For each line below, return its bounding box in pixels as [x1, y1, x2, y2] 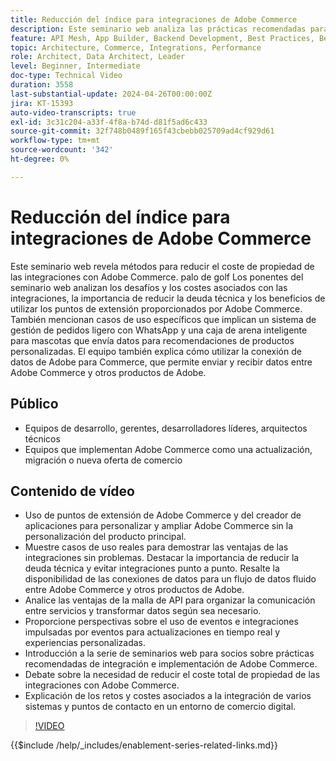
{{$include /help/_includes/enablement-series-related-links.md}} [10, 739, 278, 751]
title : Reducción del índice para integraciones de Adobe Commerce [10, 14, 298, 25]
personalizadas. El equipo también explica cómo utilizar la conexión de [10, 345, 302, 357]
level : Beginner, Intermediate [10, 61, 141, 71]
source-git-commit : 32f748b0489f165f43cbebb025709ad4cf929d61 [10, 126, 275, 136]
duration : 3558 [10, 80, 74, 90]
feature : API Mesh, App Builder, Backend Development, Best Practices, [10, 33, 315, 43]
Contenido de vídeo [10, 482, 135, 500]
